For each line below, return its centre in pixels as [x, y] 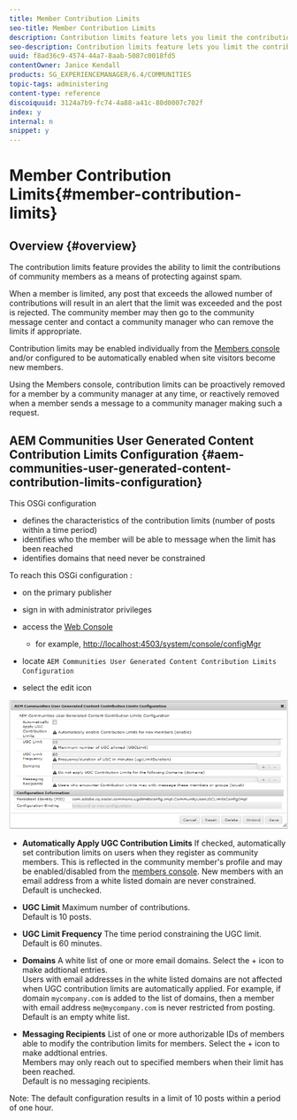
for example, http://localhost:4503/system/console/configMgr [148, 644]
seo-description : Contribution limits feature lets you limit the [134, 47]
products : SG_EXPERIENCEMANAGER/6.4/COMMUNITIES [100, 75]
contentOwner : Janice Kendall [65, 66]
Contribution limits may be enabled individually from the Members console [145, 349]
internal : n [31, 121]
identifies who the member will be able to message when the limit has [149, 539]
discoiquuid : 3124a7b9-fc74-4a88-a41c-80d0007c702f [106, 103]
